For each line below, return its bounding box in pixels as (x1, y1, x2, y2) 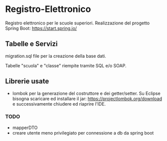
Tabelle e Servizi (5, 40, 58, 48)
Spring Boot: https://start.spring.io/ (5, 25, 77, 31)
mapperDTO (12, 125, 38, 131)
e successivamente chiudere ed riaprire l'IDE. (12, 101, 106, 107)
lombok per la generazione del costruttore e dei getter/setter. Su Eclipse (12, 90, 161, 96)
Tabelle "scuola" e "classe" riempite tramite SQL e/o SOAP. (5, 62, 127, 68)
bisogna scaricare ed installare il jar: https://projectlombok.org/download (12, 96, 163, 102)
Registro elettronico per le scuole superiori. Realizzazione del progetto (5, 20, 150, 26)
